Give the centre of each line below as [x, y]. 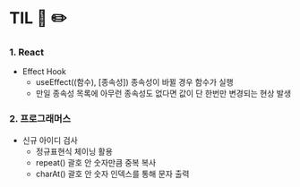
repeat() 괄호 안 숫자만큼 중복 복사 [96, 162]
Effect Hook [44, 72]
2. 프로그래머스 [40, 119]
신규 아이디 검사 [50, 140]
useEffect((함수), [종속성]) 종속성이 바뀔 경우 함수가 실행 [135, 82]
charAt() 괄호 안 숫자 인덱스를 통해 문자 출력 [112, 174]
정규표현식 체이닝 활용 [74, 151]
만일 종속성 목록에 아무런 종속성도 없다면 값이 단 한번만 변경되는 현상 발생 [163, 93]
